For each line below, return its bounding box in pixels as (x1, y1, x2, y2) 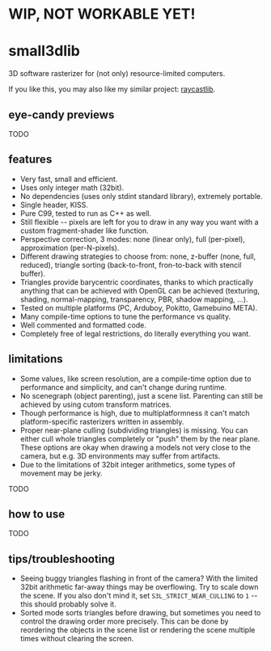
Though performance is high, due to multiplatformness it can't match (19, 408, 250, 417)
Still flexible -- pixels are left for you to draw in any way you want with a (19, 217, 259, 226)
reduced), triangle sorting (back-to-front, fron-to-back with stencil (19, 260, 242, 269)
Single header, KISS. (19, 200, 89, 209)
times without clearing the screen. (19, 634, 134, 644)
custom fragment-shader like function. (19, 226, 149, 235)
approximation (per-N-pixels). (19, 243, 120, 252)
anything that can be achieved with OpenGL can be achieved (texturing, (19, 285, 260, 295)
